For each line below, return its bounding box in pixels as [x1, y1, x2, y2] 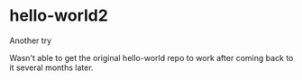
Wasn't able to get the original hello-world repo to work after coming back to [9, 52, 294, 63]
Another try [9, 35, 52, 46]
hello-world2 [9, 5, 108, 26]
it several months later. [9, 62, 94, 73]
